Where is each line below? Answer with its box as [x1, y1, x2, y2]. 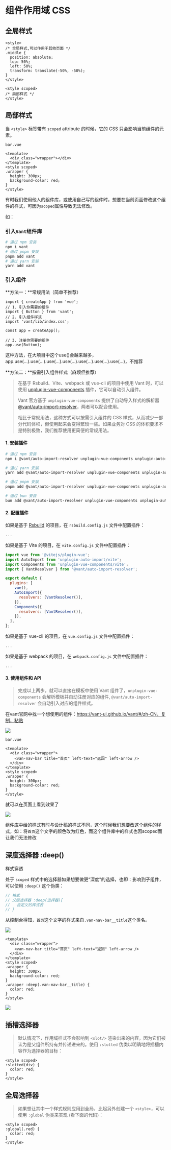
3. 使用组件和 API [5, 675, 42, 681]
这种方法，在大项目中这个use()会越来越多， [5, 352, 97, 358]
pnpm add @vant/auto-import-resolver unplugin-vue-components [5, 484, 140, 489]
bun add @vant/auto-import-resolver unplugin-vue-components [5, 498, 138, 503]
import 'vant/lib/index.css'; [5, 319, 70, 324]
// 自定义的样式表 [5, 902, 44, 907]
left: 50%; [10, 64, 33, 69]
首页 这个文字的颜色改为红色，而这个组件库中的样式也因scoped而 [27, 828, 162, 834]
